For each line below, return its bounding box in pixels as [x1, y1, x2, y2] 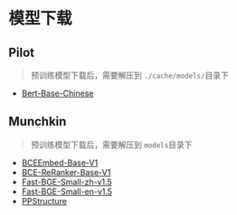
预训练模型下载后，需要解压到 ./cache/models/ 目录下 [30, 70, 230, 80]
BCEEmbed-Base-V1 [21, 157, 99, 168]
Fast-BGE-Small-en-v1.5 [21, 186, 113, 197]
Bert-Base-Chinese [21, 88, 94, 98]
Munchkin [8, 114, 67, 129]
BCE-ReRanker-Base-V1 [21, 166, 111, 177]
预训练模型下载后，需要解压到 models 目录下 [30, 139, 193, 150]
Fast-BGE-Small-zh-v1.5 [21, 176, 112, 187]
